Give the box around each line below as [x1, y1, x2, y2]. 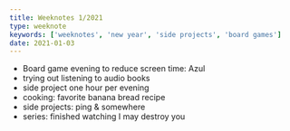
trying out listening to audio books [22, 73, 150, 84]
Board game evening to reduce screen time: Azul [22, 63, 206, 74]
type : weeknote [9, 22, 67, 31]
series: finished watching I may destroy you [22, 111, 186, 122]
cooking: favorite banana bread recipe [22, 92, 166, 103]
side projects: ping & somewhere [22, 101, 146, 113]
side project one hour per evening [22, 82, 150, 93]
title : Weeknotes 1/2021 [9, 13, 103, 23]
